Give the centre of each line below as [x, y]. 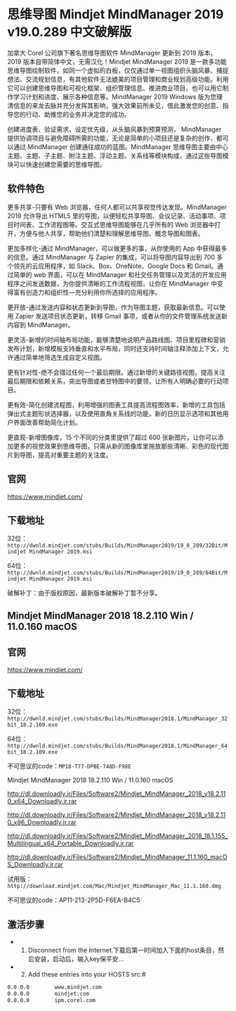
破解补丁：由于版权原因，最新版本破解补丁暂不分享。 [84, 593]
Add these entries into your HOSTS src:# [87, 974]
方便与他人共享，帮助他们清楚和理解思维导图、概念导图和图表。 [112, 233]
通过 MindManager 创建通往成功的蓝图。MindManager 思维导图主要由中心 [120, 147]
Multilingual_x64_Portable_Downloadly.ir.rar [71, 844]
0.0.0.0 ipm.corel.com [52, 1000]
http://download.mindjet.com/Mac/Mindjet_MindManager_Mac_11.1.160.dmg [114, 887]
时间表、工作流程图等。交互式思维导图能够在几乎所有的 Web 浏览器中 [114, 224]
